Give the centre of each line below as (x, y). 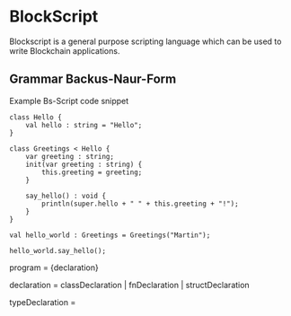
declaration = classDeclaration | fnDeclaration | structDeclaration (129, 285)
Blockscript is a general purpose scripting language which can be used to (145, 41)
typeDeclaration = (43, 302)
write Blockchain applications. (65, 50)
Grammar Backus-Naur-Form (93, 79)
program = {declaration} (54, 268)
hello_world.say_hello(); (57, 250)
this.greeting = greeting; (92, 172)
